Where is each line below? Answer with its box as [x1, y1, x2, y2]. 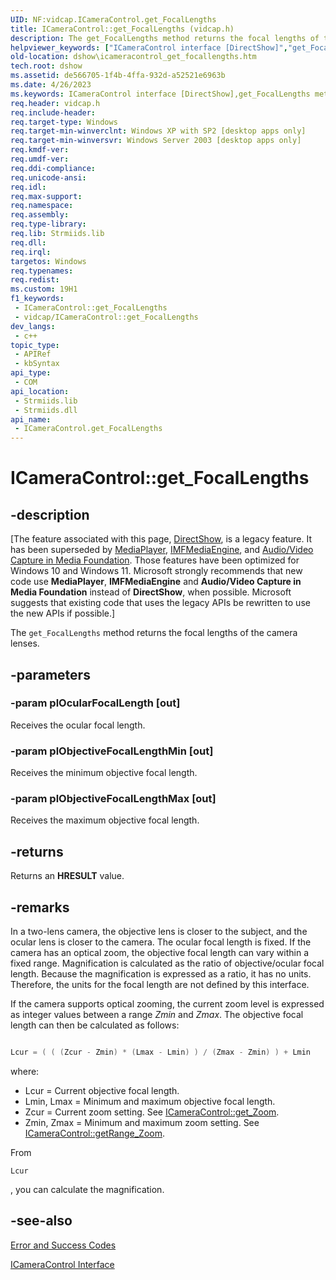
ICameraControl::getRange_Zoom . [24, 1127, 166, 1139]
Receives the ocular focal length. [10, 719, 146, 731]
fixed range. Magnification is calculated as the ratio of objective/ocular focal [10, 957, 325, 970]
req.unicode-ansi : [10, 172, 87, 183]
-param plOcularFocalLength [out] [10, 696, 181, 710]
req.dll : [10, 237, 47, 248]
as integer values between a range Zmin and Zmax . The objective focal [10, 1009, 304, 1021]
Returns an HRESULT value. [10, 870, 125, 882]
